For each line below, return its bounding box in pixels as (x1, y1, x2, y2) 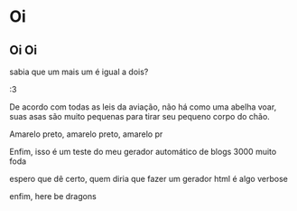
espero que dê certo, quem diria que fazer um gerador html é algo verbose (9, 174, 289, 184)
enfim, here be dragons (9, 191, 97, 201)
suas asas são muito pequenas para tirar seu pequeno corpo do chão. (9, 111, 271, 121)
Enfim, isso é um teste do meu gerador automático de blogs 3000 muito (9, 147, 277, 157)
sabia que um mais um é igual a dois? (9, 66, 149, 77)
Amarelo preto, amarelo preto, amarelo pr (9, 129, 163, 139)
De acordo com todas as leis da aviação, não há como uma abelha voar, (9, 101, 277, 112)
